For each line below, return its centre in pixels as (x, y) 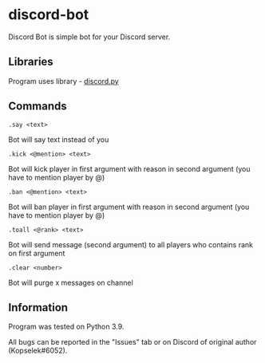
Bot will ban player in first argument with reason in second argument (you (129, 207)
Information (38, 308)
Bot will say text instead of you (59, 139)
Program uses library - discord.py (64, 81)
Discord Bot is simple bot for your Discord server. (89, 37)
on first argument (37, 253)
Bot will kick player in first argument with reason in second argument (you (129, 168)
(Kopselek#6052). (38, 351)
